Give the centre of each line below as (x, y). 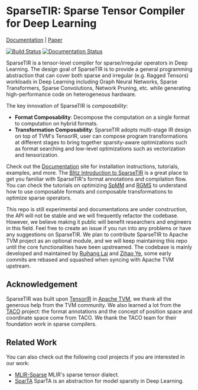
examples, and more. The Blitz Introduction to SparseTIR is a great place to (97, 172)
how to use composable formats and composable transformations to (90, 191)
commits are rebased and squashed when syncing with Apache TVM (90, 259)
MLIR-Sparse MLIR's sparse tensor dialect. (67, 375)
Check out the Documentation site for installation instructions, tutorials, (92, 166)
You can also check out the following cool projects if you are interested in (95, 357)
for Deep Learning (51, 23)
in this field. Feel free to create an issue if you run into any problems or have (99, 228)
